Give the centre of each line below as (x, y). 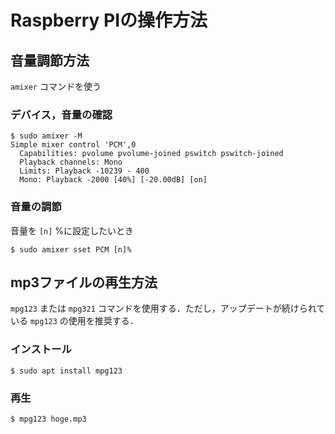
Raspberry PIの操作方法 (109, 20)
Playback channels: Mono (71, 162)
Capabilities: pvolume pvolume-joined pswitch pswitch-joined (151, 154)
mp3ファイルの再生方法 (84, 282)
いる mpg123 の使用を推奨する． (74, 321)
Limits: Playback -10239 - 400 (84, 171)
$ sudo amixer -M (46, 136)
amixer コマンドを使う (56, 86)
